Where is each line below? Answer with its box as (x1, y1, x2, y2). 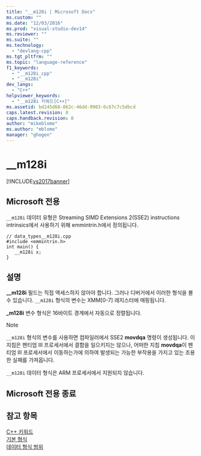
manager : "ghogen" (6, 132, 52, 138)
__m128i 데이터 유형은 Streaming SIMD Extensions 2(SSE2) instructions (6, 214, 180, 221)
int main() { (6, 244, 39, 250)
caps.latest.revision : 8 (6, 109, 69, 116)
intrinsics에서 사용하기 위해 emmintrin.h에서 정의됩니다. (6, 221, 138, 229)
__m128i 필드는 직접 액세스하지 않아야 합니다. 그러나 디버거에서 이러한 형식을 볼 (6, 289, 194, 297)
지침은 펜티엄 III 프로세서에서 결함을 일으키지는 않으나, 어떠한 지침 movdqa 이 (6, 341, 187, 349)
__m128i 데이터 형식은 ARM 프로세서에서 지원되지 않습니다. (6, 369, 144, 377)
